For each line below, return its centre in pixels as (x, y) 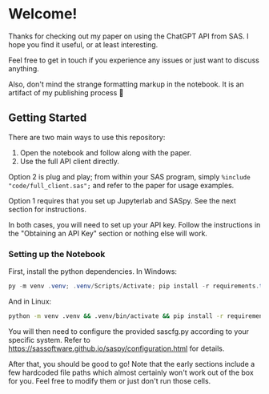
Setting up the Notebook (57, 254)
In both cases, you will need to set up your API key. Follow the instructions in (134, 224)
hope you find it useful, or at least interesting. (83, 44)
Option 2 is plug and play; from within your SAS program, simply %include (129, 176)
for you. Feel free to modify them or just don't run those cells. (110, 380)
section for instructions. (47, 209)
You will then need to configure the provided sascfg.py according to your (129, 331)
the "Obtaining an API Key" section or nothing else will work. (108, 233)
